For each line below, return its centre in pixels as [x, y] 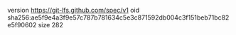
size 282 [51, 25]
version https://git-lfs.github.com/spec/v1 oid [74, 10]
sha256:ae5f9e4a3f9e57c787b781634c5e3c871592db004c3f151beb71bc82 [118, 17]
